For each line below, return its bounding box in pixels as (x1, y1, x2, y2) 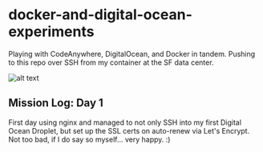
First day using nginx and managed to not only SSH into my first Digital (8, 118, 242, 127)
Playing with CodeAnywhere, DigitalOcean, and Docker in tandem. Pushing (8, 49, 256, 58)
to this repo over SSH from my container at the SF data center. (8, 58, 214, 67)
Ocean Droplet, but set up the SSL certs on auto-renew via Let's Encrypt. (8, 126, 250, 135)
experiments (8, 22, 95, 41)
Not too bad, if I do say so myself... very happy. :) (8, 134, 171, 144)
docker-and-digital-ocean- (8, 6, 192, 24)
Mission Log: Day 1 (8, 96, 104, 110)
